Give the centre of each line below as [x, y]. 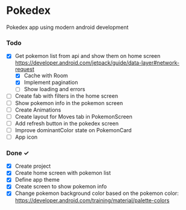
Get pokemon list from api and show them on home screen [88, 56]
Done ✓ [18, 153]
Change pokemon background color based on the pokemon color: [97, 193]
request [24, 69]
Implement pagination [51, 83]
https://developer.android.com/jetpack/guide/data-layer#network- [97, 63]
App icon [26, 137]
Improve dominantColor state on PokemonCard [73, 130]
